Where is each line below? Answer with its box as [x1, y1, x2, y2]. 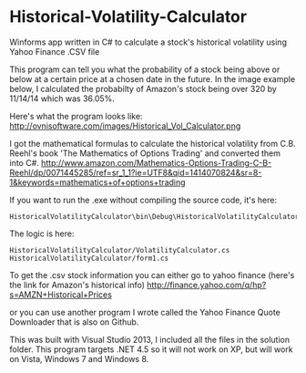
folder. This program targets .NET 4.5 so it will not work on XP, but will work [9, 344, 293, 355]
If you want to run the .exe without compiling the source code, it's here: [9, 194, 278, 205]
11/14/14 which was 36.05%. [9, 93, 116, 104]
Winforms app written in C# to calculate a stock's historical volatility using [9, 36, 287, 47]
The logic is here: [9, 228, 75, 239]
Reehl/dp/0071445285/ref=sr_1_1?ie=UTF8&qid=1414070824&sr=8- [9, 167, 262, 178]
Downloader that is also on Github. [9, 316, 139, 327]
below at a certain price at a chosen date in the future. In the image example [9, 73, 296, 84]
